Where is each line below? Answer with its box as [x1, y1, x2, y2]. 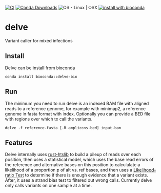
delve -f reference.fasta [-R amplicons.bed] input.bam [5, 125, 121, 130]
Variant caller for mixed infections [5, 38, 73, 43]
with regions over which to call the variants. [5, 116, 93, 122]
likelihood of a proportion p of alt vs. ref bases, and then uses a [5, 167, 133, 173]
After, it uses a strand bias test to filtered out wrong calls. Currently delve [5, 177, 152, 183]
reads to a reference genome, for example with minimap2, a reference [5, 105, 146, 112]
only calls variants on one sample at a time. [5, 183, 92, 189]
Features [5, 138, 33, 147]
